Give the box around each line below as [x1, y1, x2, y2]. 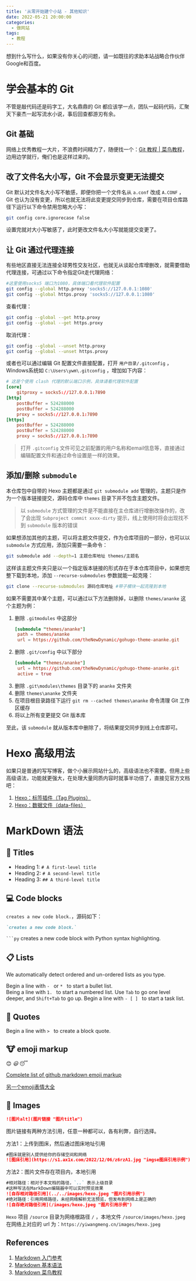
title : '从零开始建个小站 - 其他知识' [6, 8, 90, 15]
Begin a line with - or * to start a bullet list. [6, 982, 113, 989]
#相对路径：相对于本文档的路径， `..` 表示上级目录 [6, 1180, 113, 1186]
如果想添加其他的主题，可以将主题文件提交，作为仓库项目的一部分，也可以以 [6, 534, 190, 541]
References [6, 1238, 49, 1248]
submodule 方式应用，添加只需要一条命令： [6, 541, 108, 548]
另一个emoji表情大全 [6, 1083, 55, 1090]
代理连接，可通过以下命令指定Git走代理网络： [6, 269, 116, 276]
